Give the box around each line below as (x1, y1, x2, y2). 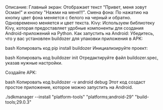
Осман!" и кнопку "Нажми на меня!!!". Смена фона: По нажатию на (5, 9, 148, 15)
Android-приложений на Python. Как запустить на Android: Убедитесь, (5, 31, 155, 36)
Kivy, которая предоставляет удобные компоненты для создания (5, 25, 144, 31)
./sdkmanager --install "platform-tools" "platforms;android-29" (5, 94, 134, 100)
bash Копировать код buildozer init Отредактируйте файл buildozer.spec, (5, 55, 159, 61)
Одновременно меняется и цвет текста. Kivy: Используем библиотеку (5, 20, 155, 26)
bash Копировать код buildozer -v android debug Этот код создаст (5, 79, 146, 85)
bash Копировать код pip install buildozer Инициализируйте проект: (5, 45, 148, 51)
